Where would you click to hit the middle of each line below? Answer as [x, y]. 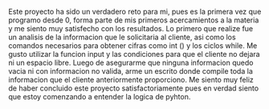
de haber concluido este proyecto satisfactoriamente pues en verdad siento [134, 88]
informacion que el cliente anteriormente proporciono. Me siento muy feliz [131, 80]
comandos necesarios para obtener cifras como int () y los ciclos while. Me [133, 46]
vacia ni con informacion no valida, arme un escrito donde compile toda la [130, 71]
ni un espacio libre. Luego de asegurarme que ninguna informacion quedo [131, 63]
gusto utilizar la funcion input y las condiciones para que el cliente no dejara [134, 54]
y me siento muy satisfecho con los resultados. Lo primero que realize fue [131, 28]
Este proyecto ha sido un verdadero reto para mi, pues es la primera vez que [135, 12]
